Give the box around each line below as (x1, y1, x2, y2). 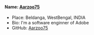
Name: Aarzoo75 (4, 4, 40, 10)
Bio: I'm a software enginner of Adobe (11, 20, 89, 26)
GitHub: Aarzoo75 (11, 25, 48, 31)
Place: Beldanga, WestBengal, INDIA (11, 15, 86, 20)
